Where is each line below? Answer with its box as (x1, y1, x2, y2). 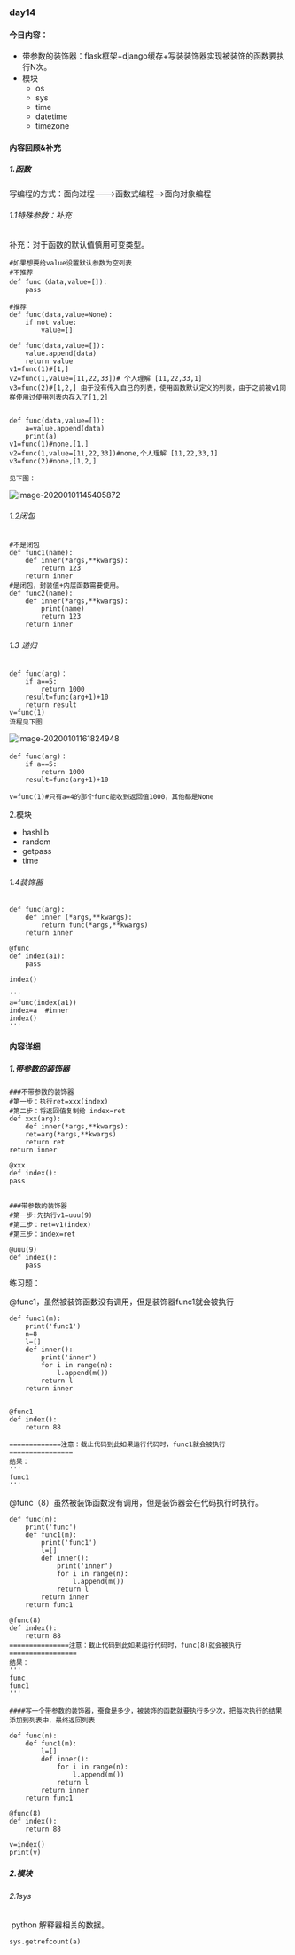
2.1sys (9, 1891, 32, 1902)
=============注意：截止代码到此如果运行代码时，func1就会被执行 (9, 1440, 226, 1449)
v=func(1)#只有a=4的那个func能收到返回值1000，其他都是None (9, 793, 214, 802)
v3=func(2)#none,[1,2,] (9, 456, 97, 465)
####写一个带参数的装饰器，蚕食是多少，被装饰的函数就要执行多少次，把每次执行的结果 (9, 1706, 283, 1715)
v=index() (9, 1840, 46, 1849)
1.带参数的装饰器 (9, 1063, 70, 1073)
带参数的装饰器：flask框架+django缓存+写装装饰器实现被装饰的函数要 (21, 51, 277, 61)
